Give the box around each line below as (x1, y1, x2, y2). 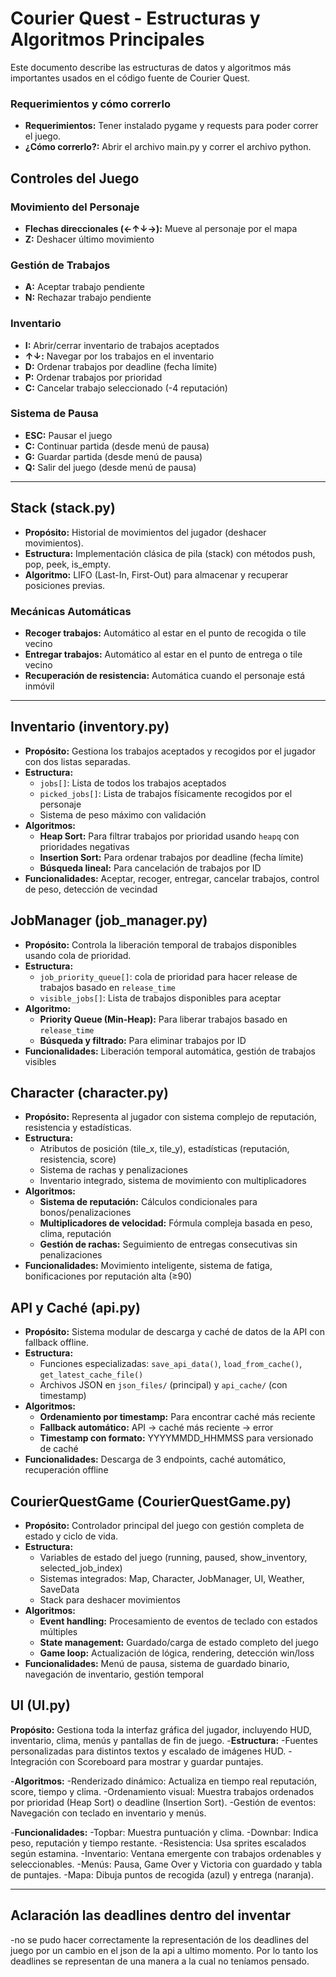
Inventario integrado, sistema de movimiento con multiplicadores (39, 1175, 307, 1187)
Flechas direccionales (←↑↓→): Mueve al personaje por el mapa (24, 222, 298, 234)
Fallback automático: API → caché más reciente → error (39, 1422, 274, 1434)
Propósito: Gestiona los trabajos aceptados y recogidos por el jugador (24, 745, 317, 757)
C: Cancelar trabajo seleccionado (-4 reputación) (24, 382, 228, 394)
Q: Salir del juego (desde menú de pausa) (24, 461, 197, 473)
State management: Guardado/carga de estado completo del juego (39, 1636, 319, 1648)
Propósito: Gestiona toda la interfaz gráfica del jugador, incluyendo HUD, (10, 1723, 312, 1736)
